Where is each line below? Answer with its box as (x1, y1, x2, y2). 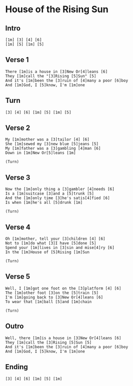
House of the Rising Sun (5, 4, 109, 15)
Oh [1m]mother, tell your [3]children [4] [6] (5, 236, 106, 241)
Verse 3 (5, 173, 30, 182)
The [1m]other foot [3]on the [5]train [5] (5, 290, 99, 295)
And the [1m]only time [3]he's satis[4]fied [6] (5, 196, 110, 201)
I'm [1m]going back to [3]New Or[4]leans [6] (5, 294, 103, 300)
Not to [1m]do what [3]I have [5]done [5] (5, 241, 96, 246)
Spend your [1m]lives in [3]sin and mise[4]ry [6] (5, 245, 115, 251)
